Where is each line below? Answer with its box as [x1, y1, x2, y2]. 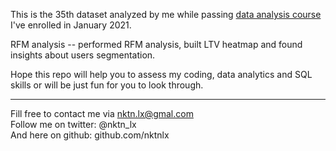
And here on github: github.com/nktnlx [10, 129, 170, 141]
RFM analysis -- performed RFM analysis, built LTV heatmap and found [10, 39, 303, 50]
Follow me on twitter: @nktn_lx [10, 119, 137, 130]
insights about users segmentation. [10, 49, 156, 61]
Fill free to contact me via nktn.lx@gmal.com [10, 108, 194, 119]
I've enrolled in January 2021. [10, 19, 132, 31]
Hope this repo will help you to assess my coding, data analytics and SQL [10, 69, 313, 80]
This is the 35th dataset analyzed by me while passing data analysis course [10, 9, 322, 20]
